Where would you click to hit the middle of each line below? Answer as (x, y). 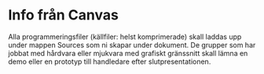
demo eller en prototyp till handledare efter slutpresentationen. (110, 62)
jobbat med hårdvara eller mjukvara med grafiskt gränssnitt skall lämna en (128, 53)
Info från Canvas (64, 15)
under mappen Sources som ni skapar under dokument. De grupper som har (132, 44)
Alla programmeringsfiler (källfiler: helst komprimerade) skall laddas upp (125, 37)
